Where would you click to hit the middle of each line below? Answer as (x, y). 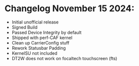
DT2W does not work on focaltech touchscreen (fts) (64, 58)
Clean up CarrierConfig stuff (41, 43)
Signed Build (25, 27)
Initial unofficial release (35, 22)
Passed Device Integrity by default (47, 32)
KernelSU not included (34, 53)
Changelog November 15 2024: (69, 9)
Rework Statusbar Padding (39, 48)
